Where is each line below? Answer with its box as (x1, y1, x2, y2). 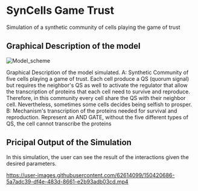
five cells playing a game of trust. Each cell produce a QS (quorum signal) (6, 75, 190, 82)
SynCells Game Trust (6, 4, 115, 17)
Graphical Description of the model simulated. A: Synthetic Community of (6, 69, 189, 76)
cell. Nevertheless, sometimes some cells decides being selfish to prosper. (6, 101, 192, 108)
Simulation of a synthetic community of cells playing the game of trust (6, 23, 180, 31)
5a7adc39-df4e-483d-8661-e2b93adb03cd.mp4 (6, 178, 129, 185)
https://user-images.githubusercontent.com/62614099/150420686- (6, 171, 175, 178)
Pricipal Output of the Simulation (6, 137, 132, 148)
